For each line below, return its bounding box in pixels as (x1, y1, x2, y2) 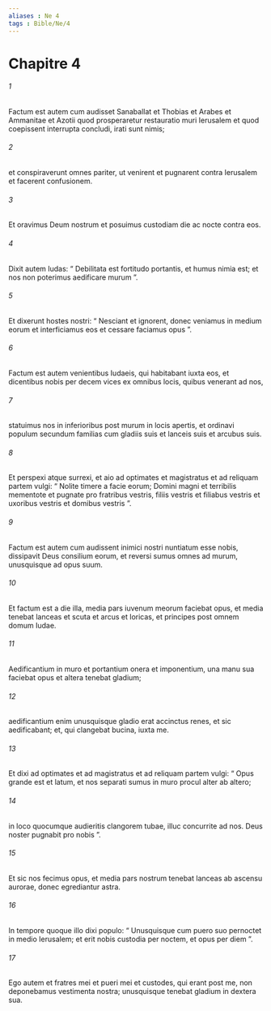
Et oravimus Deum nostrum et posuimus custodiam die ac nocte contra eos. (8, 220, 261, 229)
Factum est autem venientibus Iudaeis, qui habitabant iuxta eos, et (8, 368, 230, 378)
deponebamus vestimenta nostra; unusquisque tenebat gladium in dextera (8, 987, 256, 996)
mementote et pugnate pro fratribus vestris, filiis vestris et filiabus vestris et (8, 490, 260, 499)
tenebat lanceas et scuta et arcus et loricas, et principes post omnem (8, 611, 239, 621)
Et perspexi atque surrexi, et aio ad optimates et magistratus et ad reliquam (8, 473, 259, 482)
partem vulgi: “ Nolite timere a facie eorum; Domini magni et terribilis (8, 482, 237, 491)
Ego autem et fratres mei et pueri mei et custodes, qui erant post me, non (8, 978, 253, 987)
